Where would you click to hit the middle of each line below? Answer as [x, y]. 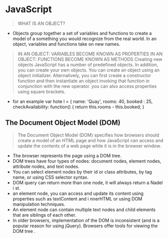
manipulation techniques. [39, 204]
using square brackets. [41, 91]
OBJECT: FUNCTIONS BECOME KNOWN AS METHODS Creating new [90, 59]
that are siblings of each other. [45, 215]
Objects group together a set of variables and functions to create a [82, 33]
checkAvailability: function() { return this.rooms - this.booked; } [78, 107]
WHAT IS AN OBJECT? [41, 23]
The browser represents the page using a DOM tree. [67, 155]
